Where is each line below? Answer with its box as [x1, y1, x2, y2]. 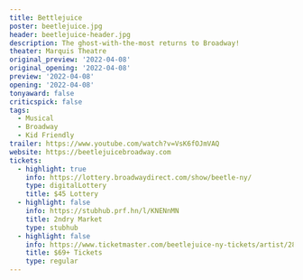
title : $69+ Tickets [25, 248, 103, 257]
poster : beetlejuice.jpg [9, 22, 103, 31]
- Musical [17, 114, 54, 123]
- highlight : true [17, 164, 87, 173]
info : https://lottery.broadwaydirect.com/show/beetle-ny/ [25, 173, 252, 182]
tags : [9, 106, 30, 115]
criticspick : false [9, 97, 83, 107]
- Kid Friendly [17, 131, 75, 140]
